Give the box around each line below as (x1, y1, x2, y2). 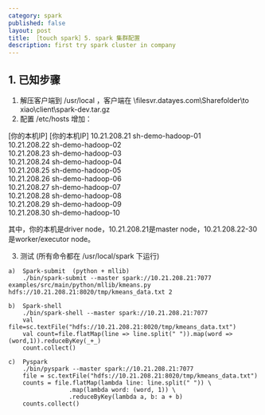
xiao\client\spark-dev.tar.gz (19, 105, 111, 114)
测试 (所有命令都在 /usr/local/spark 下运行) (19, 251, 160, 260)
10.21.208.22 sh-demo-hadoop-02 (8, 140, 122, 149)
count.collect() (22, 344, 77, 352)
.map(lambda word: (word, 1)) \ (68, 385, 177, 393)
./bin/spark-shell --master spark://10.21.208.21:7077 (22, 309, 208, 317)
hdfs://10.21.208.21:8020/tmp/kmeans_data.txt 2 (8, 288, 173, 296)
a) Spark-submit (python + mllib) (8, 267, 130, 275)
